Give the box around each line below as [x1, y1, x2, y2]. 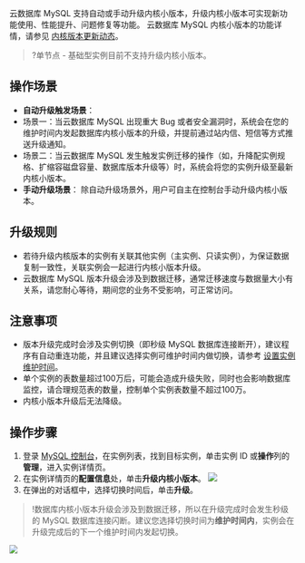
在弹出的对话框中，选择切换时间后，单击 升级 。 [22, 484, 198, 496]
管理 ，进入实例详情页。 [22, 461, 111, 473]
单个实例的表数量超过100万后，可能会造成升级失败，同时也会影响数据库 [22, 373, 291, 383]
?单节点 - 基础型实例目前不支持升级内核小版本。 [31, 50, 212, 61]
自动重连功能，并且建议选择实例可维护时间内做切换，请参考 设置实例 [38, 350, 296, 361]
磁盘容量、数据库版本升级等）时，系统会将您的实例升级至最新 [62, 161, 293, 172]
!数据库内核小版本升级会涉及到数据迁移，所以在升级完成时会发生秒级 [31, 504, 289, 515]
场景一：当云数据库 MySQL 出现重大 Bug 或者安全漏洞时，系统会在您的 [22, 116, 289, 127]
